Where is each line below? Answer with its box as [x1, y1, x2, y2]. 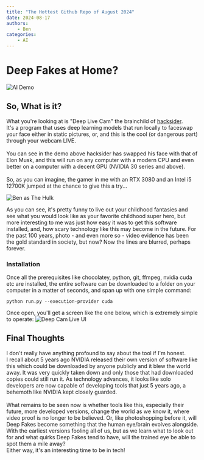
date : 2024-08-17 [6, 15, 51, 21]
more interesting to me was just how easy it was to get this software [6, 219, 177, 226]
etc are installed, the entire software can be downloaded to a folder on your [6, 280, 196, 288]
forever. [6, 244, 26, 252]
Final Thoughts [6, 333, 65, 344]
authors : [6, 20, 29, 26]
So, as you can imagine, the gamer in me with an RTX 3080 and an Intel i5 [6, 175, 192, 183]
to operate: [6, 316, 34, 323]
